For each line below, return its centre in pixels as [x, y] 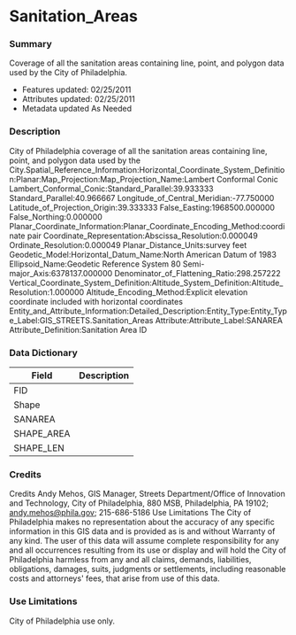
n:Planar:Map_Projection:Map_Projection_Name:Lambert [112, 179]
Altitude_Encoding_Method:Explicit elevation [167, 292]
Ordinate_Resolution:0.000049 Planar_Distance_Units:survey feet [128, 244]
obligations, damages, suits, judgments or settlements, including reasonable [148, 569]
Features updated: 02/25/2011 [76, 89]
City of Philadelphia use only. [62, 621]
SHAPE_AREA [42, 434]
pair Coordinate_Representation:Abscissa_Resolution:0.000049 [143, 236]
